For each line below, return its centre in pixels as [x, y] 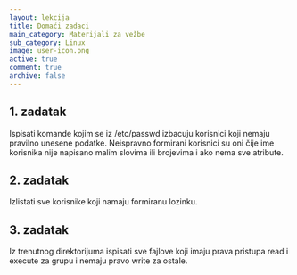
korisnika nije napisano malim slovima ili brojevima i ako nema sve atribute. [146, 152]
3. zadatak [39, 230]
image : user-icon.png [49, 51]
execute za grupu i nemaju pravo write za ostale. [99, 261]
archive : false [37, 76]
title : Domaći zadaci [49, 26]
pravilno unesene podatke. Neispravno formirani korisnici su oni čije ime [142, 143]
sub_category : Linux [48, 42]
